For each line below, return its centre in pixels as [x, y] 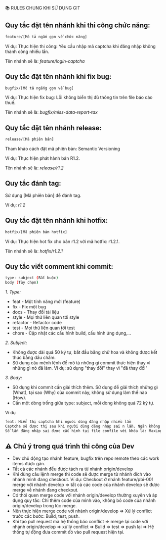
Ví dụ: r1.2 [15, 205]
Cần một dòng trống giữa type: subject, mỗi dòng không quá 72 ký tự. [83, 403]
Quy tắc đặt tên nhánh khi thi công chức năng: [78, 25]
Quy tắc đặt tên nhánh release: [54, 128]
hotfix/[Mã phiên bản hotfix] [36, 232]
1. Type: [13, 292]
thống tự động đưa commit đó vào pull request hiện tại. [68, 532]
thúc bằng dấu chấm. [34, 358]
